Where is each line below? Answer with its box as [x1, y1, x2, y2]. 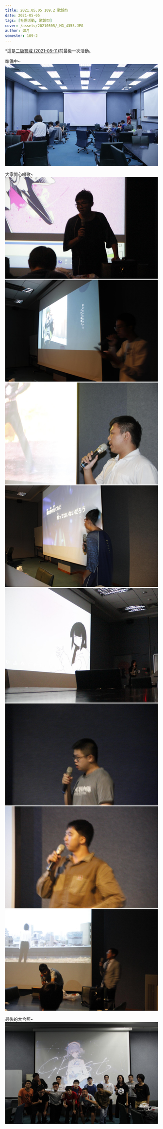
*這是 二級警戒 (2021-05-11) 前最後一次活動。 [5, 48, 94, 53]
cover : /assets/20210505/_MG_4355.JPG [5, 23, 83, 28]
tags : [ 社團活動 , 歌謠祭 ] [5, 18, 52, 23]
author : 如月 [5, 28, 30, 33]
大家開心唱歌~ [5, 171, 34, 177]
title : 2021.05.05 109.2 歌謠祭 [5, 8, 68, 13]
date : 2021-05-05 [5, 13, 40, 18]
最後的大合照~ [5, 1016, 34, 1022]
